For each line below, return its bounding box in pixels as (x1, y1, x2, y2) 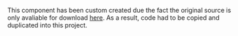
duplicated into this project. (7, 21, 87, 29)
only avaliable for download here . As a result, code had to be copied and (7, 13, 220, 22)
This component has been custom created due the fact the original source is (7, 6, 232, 14)
